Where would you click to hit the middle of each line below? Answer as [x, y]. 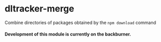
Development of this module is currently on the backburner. [68, 34]
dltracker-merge [39, 9]
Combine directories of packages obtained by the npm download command [80, 22]
